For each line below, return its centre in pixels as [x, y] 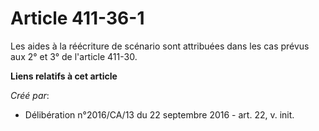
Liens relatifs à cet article [64, 76]
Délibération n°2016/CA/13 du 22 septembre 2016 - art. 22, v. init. [159, 114]
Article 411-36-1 [77, 18]
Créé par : [30, 95]
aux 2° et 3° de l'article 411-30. [74, 56]
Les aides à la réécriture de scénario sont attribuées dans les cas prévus [160, 46]
